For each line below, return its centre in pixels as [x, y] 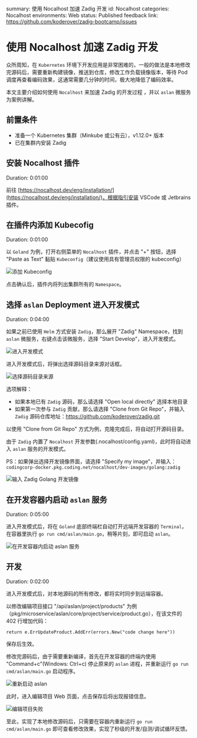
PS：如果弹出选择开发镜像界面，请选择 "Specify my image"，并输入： [91, 461]
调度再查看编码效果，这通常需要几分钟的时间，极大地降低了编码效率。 [91, 79]
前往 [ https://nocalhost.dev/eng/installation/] [60, 190]
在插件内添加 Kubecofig [50, 225]
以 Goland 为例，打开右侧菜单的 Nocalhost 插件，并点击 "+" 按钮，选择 [91, 252]
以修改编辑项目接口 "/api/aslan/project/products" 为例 [72, 606]
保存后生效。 [22, 643]
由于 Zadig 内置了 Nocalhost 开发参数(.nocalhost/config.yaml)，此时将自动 [96, 441]
